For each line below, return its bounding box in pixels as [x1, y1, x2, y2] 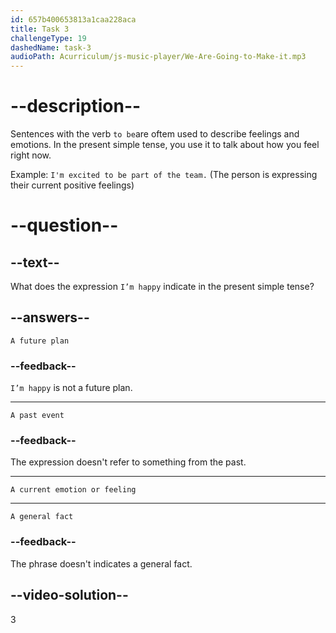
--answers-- [10, 309, 90, 326]
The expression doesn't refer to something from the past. [10, 456, 247, 468]
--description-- [10, 95, 142, 118]
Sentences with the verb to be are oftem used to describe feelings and [10, 128, 300, 140]
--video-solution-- [10, 587, 129, 604]
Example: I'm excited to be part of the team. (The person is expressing [10, 169, 318, 181]
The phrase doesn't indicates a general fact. [10, 557, 193, 570]
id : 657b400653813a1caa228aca [10, 14, 137, 25]
